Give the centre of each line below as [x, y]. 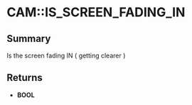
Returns [25, 78]
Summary [29, 39]
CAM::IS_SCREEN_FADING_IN [96, 12]
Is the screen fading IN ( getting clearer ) [66, 55]
